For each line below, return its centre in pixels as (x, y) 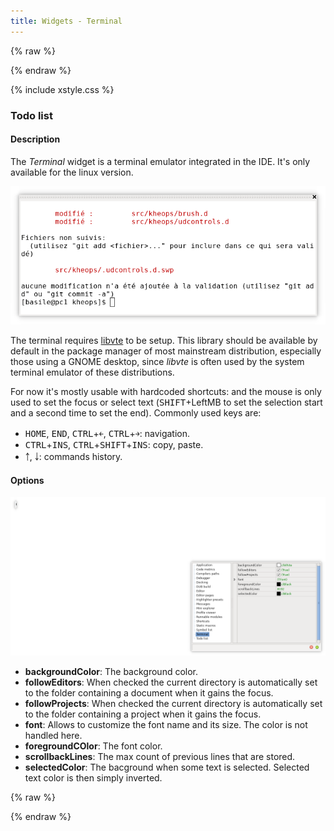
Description (35, 139)
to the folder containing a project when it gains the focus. (143, 714)
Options (27, 480)
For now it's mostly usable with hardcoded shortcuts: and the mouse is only (166, 392)
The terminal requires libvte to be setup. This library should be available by (164, 341)
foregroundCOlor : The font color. (93, 746)
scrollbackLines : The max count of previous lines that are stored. (160, 757)
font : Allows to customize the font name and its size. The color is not (166, 725)
